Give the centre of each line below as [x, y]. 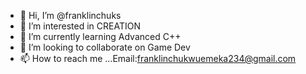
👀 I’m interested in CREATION [80, 26]
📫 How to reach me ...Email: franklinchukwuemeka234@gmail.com [158, 58]
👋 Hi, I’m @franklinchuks [70, 15]
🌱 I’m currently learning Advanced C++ [100, 36]
